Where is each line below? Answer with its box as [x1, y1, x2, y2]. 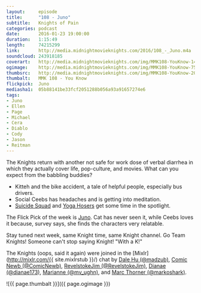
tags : [6, 92, 20, 98]
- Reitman [6, 142, 31, 148]
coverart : [6, 59, 31, 65]
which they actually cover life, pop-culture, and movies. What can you [6, 165, 179, 172]
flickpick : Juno [6, 81, 50, 87]
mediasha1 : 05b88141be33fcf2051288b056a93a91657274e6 [6, 87, 146, 93]
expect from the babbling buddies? [6, 171, 93, 178]
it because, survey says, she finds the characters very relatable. [6, 219, 165, 227]
